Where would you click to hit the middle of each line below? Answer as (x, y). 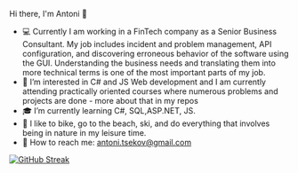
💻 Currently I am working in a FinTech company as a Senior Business (149, 31)
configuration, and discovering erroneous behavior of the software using (155, 54)
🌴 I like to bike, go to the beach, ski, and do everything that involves (146, 123)
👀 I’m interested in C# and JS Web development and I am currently (144, 82)
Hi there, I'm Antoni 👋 (48, 14)
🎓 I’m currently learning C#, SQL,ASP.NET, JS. (109, 110)
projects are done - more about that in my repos (110, 101)
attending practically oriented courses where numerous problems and (150, 91)
